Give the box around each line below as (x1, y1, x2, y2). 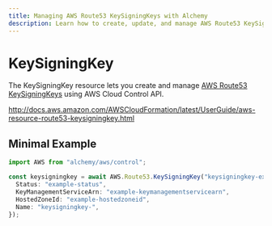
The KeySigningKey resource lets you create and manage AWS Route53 (8, 81, 248, 90)
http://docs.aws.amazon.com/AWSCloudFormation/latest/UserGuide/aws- (8, 105, 256, 115)
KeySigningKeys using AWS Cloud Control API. (8, 90, 164, 99)
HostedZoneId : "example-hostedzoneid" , (15, 195, 151, 203)
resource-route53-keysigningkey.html (8, 114, 135, 123)
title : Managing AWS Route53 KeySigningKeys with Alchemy (8, 11, 208, 20)
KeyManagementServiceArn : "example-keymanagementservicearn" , (15, 187, 230, 196)
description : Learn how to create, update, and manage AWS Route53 (8, 19, 241, 27)
